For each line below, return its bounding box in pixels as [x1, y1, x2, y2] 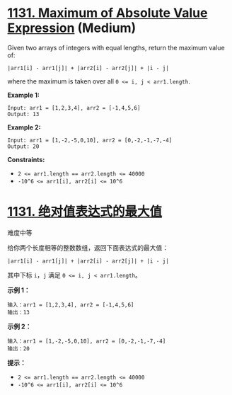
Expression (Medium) [7, 20, 137, 36]
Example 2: [7, 122, 41, 132]
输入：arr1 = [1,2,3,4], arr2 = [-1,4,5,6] [7, 301, 134, 309]
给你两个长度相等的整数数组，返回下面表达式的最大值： [7, 243, 168, 252]
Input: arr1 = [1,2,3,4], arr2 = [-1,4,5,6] [7, 104, 141, 111]
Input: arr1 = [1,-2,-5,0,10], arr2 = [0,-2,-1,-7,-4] [7, 137, 173, 144]
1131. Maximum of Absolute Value [7, 5, 208, 21]
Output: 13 [7, 110, 40, 118]
